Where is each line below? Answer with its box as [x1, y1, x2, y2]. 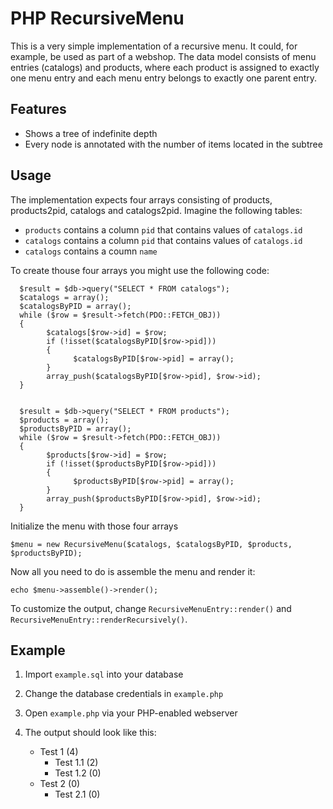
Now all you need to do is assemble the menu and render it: [10, 565, 256, 577]
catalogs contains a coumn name [24, 245, 158, 257]
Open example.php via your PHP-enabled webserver [24, 707, 238, 719]
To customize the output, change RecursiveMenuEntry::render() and [10, 602, 292, 614]
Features [10, 101, 67, 118]
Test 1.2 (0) [54, 767, 102, 779]
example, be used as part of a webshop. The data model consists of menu [10, 50, 317, 62]
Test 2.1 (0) [54, 788, 101, 801]
